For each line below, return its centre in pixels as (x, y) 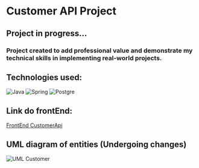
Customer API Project (61, 11)
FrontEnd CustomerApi (34, 125)
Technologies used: (44, 77)
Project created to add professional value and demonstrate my (99, 51)
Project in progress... (47, 33)
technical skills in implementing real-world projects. (84, 58)
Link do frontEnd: (39, 110)
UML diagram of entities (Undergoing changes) (96, 144)
